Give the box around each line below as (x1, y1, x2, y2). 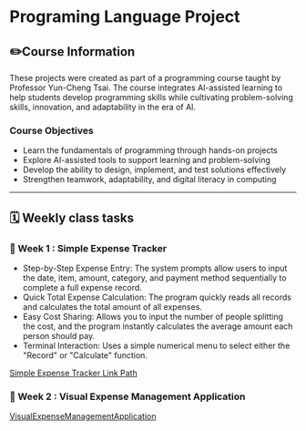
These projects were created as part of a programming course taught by (9, 73, 281, 83)
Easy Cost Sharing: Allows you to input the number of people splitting (22, 311, 284, 322)
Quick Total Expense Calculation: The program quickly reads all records (22, 292, 291, 303)
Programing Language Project (9, 6, 240, 27)
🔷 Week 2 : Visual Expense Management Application (9, 390, 246, 403)
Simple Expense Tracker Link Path (9, 367, 138, 378)
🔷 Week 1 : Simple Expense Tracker (9, 241, 167, 254)
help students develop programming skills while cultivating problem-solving (9, 92, 293, 102)
